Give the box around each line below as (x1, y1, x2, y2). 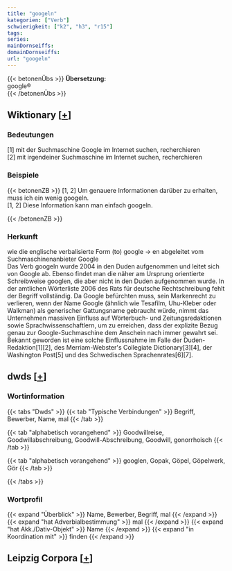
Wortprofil (7, 494, 43, 504)
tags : (7, 29, 23, 37)
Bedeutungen (7, 130, 54, 139)
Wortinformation (7, 391, 64, 401)
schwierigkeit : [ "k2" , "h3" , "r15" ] (7, 23, 113, 30)
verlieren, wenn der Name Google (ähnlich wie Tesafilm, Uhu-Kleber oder (7, 299, 217, 307)
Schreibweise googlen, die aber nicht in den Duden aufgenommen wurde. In (7, 277, 225, 285)
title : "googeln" (7, 10, 57, 17)
